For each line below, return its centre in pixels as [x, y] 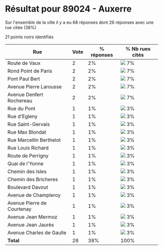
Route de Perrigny [28, 156]
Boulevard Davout [28, 187]
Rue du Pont [21, 109]
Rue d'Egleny [23, 116]
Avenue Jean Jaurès [31, 225]
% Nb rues [138, 48]
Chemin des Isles [27, 172]
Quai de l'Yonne [25, 163]
